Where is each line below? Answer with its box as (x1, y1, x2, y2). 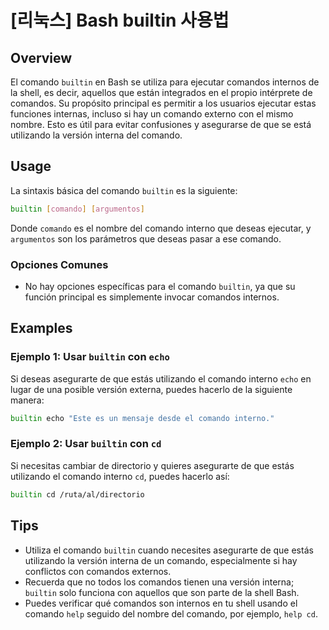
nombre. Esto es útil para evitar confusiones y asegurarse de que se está (10, 119, 312, 130)
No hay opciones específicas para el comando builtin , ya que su (24, 280, 296, 292)
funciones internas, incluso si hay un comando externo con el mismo (10, 108, 294, 120)
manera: (10, 394, 45, 406)
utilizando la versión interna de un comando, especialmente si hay (24, 554, 298, 566)
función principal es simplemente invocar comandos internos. (24, 291, 280, 303)
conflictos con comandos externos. (24, 565, 172, 577)
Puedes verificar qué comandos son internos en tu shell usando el (24, 597, 298, 609)
